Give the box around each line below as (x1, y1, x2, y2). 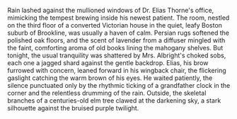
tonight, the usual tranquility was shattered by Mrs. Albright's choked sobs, (7, 51, 226, 59)
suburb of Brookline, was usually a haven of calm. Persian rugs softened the (7, 28, 230, 37)
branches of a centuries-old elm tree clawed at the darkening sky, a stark (7, 96, 221, 105)
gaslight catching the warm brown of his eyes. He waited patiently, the (7, 74, 213, 82)
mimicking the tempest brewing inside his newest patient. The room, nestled (7, 13, 230, 22)
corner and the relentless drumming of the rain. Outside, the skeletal (7, 89, 207, 97)
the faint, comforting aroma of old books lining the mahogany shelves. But (7, 44, 224, 52)
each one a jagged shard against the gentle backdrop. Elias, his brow (7, 59, 209, 67)
